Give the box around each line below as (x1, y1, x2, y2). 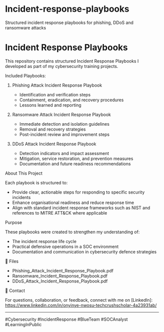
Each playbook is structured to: (5, 179, 68, 185)
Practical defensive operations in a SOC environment (12, 243, 119, 249)
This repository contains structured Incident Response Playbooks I (5, 58, 139, 64)
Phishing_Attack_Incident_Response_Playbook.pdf (12, 267, 114, 273)
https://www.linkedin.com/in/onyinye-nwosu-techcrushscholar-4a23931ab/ (5, 302, 157, 308)
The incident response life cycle (12, 238, 77, 244)
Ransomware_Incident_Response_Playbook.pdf (12, 273, 108, 279)
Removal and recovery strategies (19, 126, 86, 132)
